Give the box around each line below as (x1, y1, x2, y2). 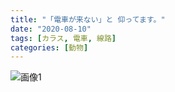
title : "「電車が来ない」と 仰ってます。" (10, 14, 166, 25)
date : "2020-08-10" (10, 24, 92, 34)
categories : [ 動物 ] (10, 42, 89, 53)
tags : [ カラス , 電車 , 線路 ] (10, 33, 117, 43)
